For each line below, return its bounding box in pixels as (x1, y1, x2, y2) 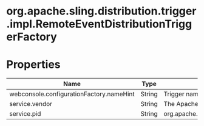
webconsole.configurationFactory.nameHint (9, 90, 135, 98)
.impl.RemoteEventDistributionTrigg (6, 17, 192, 31)
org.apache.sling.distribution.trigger (6, 4, 197, 18)
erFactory (6, 30, 58, 44)
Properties (6, 58, 61, 71)
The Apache (163, 100, 199, 108)
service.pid (9, 110, 41, 118)
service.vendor (9, 100, 53, 108)
